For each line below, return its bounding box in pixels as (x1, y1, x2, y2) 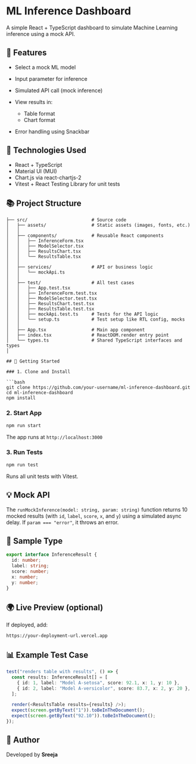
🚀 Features (6, 48, 47, 58)
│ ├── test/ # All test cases (6, 280, 135, 286)
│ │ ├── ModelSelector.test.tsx (6, 296, 97, 302)
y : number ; (11, 579, 39, 586)
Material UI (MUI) (14, 168, 58, 175)
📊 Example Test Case (6, 650, 89, 660)
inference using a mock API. (6, 30, 76, 37)
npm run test (6, 462, 39, 468)
